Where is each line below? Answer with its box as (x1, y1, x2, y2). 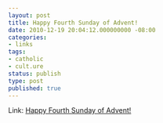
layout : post (8, 11, 51, 20)
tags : (8, 48, 26, 56)
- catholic (8, 56, 44, 63)
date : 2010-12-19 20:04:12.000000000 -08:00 (8, 26, 156, 34)
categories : (8, 33, 47, 42)
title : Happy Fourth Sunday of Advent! (8, 19, 139, 27)
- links (8, 41, 34, 49)
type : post (8, 77, 44, 85)
